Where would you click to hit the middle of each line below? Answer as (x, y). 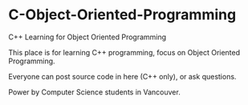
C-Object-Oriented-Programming (122, 15)
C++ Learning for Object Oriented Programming (87, 37)
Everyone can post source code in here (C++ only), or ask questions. (122, 76)
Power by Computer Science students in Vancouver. (94, 92)
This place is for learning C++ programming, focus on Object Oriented (124, 52)
